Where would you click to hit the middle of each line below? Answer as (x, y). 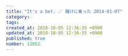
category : (18, 17)
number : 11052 (23, 44)
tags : (13, 22)
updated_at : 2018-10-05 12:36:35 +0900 (54, 33)
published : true (26, 38)
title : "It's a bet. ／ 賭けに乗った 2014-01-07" (64, 11)
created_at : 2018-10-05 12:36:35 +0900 (54, 28)
